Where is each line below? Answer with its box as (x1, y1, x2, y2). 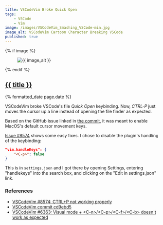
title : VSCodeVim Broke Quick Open (5, 7, 77, 12)
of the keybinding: (5, 138, 41, 143)
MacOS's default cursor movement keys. (5, 123, 87, 129)
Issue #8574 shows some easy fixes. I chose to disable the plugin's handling (5, 132, 159, 138)
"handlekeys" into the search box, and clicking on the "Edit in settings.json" (5, 170, 157, 176)
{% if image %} (5, 47, 36, 54)
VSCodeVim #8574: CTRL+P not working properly (12, 199, 112, 205)
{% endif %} (5, 66, 30, 72)
